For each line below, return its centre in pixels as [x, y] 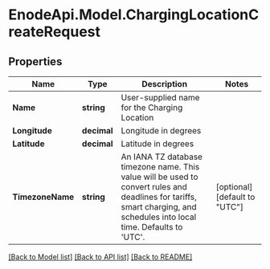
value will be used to [160, 177]
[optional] [234, 187]
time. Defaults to [152, 227]
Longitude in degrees [161, 130]
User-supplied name [160, 98]
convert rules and [154, 187]
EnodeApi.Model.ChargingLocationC [134, 15]
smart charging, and [159, 207]
